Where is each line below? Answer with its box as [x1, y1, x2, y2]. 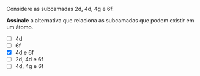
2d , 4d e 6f [15, 56, 44, 63]
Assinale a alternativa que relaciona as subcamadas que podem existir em [6, 17, 194, 24]
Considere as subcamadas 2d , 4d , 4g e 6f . [6, 5, 114, 12]
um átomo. [6, 24, 34, 30]
